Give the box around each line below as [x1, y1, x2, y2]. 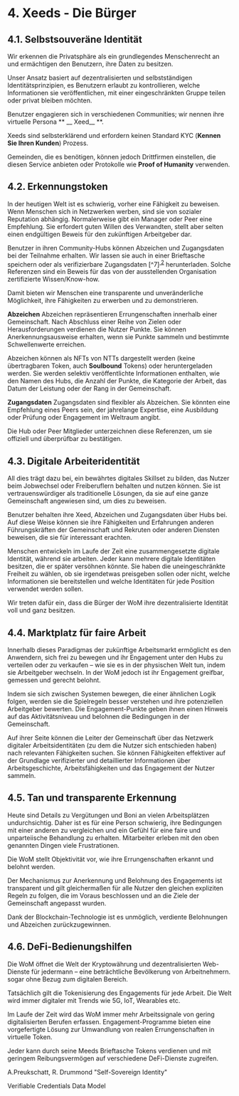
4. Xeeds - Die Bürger [7, 5, 137, 21]
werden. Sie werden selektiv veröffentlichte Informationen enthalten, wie [7, 369, 221, 378]
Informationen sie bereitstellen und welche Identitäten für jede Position [7, 578, 215, 586]
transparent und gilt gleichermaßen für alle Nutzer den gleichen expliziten [7, 883, 224, 892]
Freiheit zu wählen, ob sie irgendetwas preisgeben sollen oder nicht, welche [7, 570, 230, 578]
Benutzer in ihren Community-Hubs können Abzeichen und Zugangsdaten [7, 243, 224, 252]
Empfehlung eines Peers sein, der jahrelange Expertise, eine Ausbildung [7, 405, 219, 414]
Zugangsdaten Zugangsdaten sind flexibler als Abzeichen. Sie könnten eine [7, 398, 230, 407]
